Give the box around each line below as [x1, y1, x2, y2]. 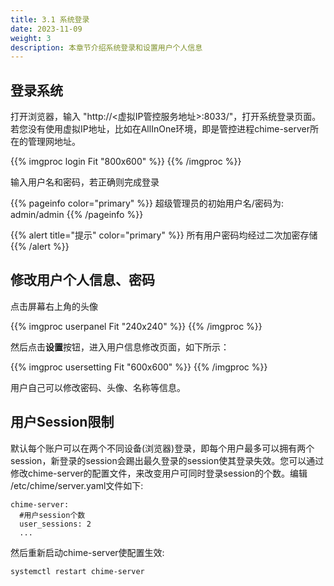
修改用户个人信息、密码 [10, 272, 155, 289]
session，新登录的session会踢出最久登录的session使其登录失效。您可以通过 [10, 454, 325, 466]
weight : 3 [10, 33, 52, 43]
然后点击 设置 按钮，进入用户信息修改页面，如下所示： [10, 341, 230, 353]
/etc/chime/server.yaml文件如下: [10, 479, 144, 491]
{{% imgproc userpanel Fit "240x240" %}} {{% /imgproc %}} [10, 320, 263, 332]
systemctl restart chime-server [10, 566, 145, 576]
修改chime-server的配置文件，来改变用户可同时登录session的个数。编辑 [10, 467, 308, 479]
